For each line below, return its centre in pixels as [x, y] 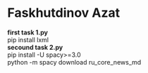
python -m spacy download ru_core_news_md [74, 62]
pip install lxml [28, 39]
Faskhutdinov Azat [64, 13]
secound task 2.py [35, 47]
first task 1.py [27, 32]
